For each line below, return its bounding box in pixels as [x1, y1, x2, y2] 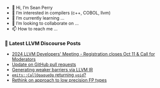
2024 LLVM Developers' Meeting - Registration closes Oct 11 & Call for [11, 51, 155, 57]
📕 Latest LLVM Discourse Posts [4, 40, 81, 47]
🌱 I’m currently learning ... [11, 15, 65, 21]
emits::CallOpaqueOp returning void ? [11, 72, 86, 78]
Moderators [11, 57, 36, 62]
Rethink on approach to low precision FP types [11, 77, 107, 83]
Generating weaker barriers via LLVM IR [11, 67, 93, 73]
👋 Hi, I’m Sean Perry [11, 5, 53, 10]
